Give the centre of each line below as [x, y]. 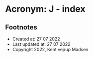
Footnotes [21, 27]
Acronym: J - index [45, 9]
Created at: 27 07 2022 [36, 39]
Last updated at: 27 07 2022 [41, 44]
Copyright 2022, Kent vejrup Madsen [50, 49]
